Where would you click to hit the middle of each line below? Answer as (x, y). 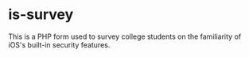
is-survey (41, 15)
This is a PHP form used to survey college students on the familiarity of (124, 36)
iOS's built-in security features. (59, 44)
